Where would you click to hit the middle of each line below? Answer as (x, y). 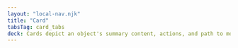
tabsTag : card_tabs (36, 27)
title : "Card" (28, 20)
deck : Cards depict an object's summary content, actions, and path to (115, 34)
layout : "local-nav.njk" (44, 14)
